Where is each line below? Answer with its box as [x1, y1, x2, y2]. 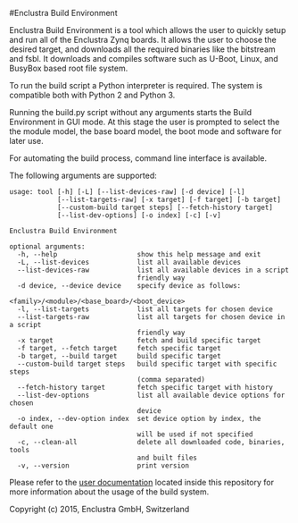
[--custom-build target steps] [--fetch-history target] [56, 203, 274, 212]
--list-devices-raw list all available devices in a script [17, 266, 290, 274]
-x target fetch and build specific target [17, 336, 261, 345]
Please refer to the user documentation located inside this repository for [9, 477, 275, 487]
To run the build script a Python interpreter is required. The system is [9, 80, 263, 90]
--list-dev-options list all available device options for [17, 391, 286, 400]
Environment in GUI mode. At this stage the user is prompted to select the [9, 116, 280, 127]
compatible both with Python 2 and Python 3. [9, 89, 176, 100]
